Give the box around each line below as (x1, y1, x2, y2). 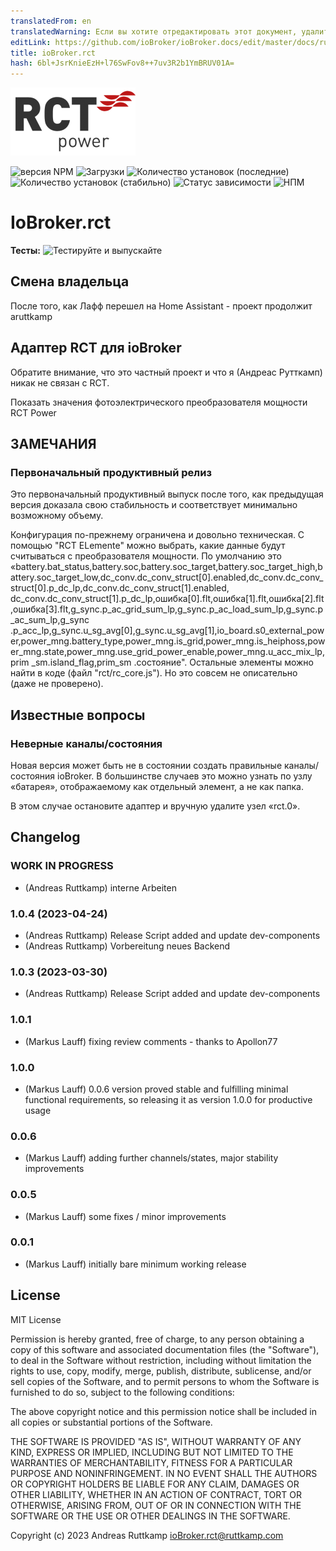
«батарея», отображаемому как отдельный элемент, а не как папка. (10, 781, 304, 793)
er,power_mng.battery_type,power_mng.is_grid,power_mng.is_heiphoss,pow (10, 635, 326, 647)
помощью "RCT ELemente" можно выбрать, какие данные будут (10, 540, 286, 552)
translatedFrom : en (10, 16, 92, 26)
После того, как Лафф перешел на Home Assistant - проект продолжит (10, 300, 313, 312)
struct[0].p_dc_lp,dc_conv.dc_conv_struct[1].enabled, (10, 582, 230, 594)
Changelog (10, 829, 81, 846)
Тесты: (10, 245, 42, 257)
